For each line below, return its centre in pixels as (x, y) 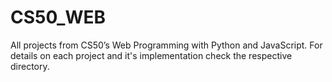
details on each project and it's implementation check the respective (151, 55)
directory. (30, 66)
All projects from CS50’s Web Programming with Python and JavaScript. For (166, 45)
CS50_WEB (58, 17)
